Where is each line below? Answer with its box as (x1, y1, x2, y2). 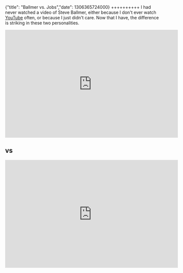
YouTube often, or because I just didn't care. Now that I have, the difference (5, 15, 159, 20)
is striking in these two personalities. (5, 20, 80, 26)
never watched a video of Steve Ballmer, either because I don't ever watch (5, 9, 156, 15)
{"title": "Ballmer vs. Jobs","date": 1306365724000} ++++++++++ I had (5, 4, 151, 10)
